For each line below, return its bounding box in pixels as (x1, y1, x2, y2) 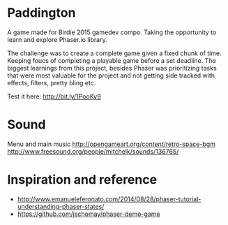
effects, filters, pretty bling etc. (7, 78, 96, 87)
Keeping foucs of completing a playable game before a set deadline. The (7, 56, 216, 64)
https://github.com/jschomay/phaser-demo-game (17, 210, 160, 218)
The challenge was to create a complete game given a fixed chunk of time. (7, 49, 222, 57)
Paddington (7, 5, 76, 21)
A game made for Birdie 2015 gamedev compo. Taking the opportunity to (7, 28, 217, 36)
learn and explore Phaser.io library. (7, 35, 107, 43)
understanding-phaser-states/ (17, 202, 105, 210)
